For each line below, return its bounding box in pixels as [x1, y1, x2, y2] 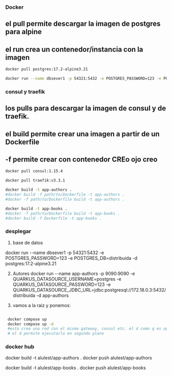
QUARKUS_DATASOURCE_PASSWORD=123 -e [12, 281, 111, 288]
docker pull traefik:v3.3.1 [5, 178, 66, 183]
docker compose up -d [7, 321, 54, 327]
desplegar [5, 228, 32, 235]
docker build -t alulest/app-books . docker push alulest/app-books [5, 365, 146, 371]
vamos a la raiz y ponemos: [12, 302, 71, 308]
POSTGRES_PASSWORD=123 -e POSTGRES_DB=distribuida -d [5, 255, 138, 261]
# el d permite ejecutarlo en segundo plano [7, 331, 104, 336]
